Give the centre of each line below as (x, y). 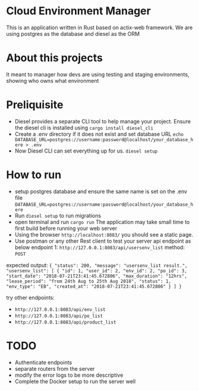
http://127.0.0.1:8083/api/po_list (59, 316)
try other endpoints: (30, 297)
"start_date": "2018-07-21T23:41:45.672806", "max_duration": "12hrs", (97, 276)
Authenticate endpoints (43, 362)
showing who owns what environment (53, 80)
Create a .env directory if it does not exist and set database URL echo (99, 134)
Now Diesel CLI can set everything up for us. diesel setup (86, 151)
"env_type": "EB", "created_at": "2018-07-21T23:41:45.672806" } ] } (94, 286)
